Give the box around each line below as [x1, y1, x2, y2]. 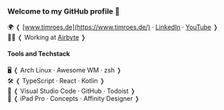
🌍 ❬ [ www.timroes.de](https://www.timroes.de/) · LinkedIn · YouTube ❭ [7, 23, 218, 31]
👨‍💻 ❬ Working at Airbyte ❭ [7, 33, 87, 42]
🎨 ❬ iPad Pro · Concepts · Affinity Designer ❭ [7, 94, 140, 102]
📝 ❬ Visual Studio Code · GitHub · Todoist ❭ [7, 87, 137, 95]
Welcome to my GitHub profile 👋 [7, 6, 120, 16]
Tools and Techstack [7, 49, 70, 57]
